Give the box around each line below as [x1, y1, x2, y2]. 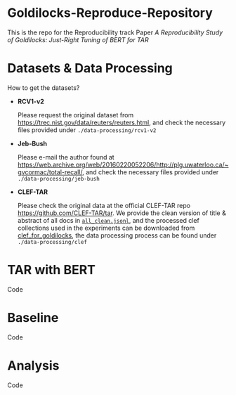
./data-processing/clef [17, 238, 88, 245]
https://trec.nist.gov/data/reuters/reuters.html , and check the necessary [17, 118, 226, 127]
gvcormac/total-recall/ [17, 167, 83, 176]
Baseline [7, 310, 59, 325]
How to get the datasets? [7, 83, 80, 92]
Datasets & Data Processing [7, 60, 173, 77]
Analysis [7, 357, 60, 373]
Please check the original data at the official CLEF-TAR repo [17, 201, 191, 209]
